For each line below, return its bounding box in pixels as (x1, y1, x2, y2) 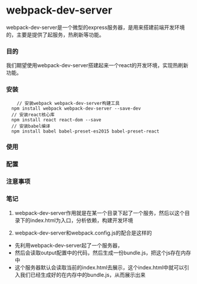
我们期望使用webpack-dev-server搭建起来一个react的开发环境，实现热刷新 (6, 62, 189, 69)
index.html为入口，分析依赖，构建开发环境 (30, 216, 134, 224)
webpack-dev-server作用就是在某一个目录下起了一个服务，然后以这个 (14, 209, 185, 216)
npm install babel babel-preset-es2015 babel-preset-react (11, 128, 160, 134)
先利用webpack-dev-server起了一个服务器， (14, 242, 123, 249)
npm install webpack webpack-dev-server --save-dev (11, 105, 142, 111)
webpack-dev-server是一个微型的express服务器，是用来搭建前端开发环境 (6, 24, 185, 31)
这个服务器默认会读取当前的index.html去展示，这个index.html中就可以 (14, 263, 185, 271)
